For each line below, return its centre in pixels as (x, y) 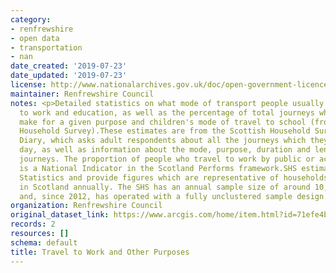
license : (28, 85)
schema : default (44, 242)
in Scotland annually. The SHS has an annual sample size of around (165, 187)
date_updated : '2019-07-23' (69, 76)
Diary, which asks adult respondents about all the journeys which (163, 141)
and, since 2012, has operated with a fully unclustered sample (156, 196)
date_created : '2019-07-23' (69, 66)
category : (31, 19)
